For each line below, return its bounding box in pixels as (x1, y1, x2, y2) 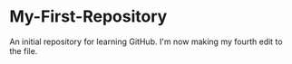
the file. (9, 45, 38, 56)
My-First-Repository (9, 6, 168, 27)
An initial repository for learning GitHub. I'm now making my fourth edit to (9, 36, 283, 47)
